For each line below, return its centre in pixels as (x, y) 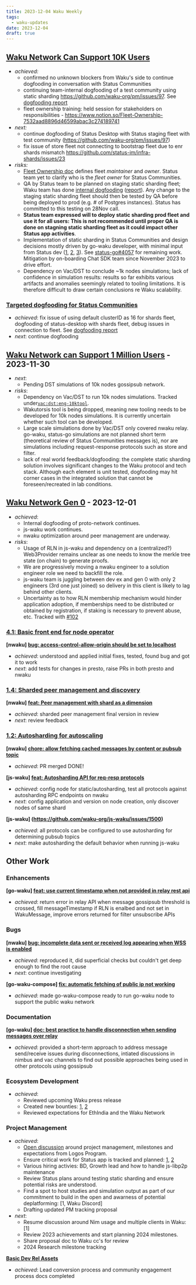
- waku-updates (30, 22)
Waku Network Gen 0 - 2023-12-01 (71, 503)
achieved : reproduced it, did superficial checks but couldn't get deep (98, 960)
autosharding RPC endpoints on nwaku (61, 795)
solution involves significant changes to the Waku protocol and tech (105, 466)
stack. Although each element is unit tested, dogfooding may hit (100, 472)
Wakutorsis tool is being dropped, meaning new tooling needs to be (105, 409)
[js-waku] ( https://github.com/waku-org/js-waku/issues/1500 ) (85, 819)
